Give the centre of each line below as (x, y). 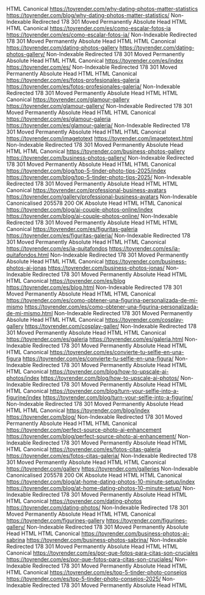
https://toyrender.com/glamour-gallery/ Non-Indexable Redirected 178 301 (99, 106)
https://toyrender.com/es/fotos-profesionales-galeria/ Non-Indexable (93, 87)
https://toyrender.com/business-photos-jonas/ (106, 268)
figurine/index (24, 397)
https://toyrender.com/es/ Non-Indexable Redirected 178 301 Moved (92, 67)
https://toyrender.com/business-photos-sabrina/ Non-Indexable (107, 540)
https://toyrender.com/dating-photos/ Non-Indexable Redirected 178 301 (97, 508)
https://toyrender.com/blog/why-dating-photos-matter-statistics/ (88, 15)
